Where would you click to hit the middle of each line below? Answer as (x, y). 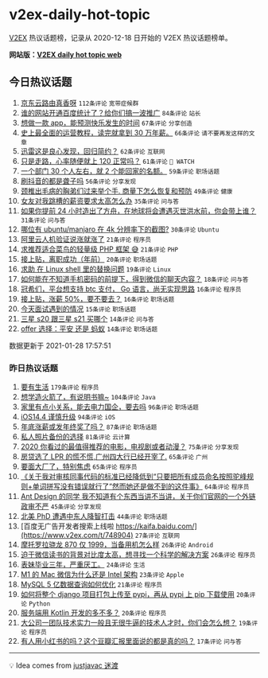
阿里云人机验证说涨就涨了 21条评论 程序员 (86, 239)
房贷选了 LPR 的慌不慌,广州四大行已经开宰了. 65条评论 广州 (114, 457)
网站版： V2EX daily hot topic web (66, 54)
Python (39, 604)
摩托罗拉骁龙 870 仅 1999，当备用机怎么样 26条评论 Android (117, 545)
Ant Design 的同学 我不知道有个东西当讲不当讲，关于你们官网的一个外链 (138, 497)
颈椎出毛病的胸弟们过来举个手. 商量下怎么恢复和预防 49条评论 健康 (126, 191)
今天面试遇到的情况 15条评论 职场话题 (78, 309)
